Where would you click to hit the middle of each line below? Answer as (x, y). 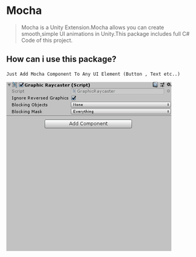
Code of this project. (47, 40)
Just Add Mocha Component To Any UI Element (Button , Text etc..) (93, 74)
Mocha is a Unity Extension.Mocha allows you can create (93, 27)
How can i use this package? (62, 59)
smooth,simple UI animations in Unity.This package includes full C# (105, 33)
